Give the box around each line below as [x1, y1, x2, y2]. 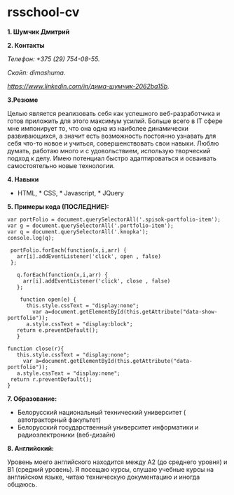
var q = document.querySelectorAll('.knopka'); [7, 228, 149, 236]
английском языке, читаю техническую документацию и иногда [7, 472, 200, 481]
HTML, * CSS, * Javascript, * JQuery [17, 188, 124, 197]
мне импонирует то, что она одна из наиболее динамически [7, 124, 189, 132]
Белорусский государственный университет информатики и [17, 423, 199, 431]
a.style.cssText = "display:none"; [16, 370, 121, 377]
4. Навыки [7, 175, 39, 184]
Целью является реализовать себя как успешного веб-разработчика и [7, 109, 221, 117]
